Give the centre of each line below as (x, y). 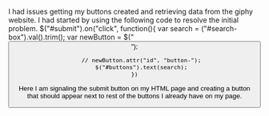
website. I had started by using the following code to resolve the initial (124, 20)
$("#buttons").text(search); (141, 67)
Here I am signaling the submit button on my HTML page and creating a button (134, 88)
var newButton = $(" (100, 37)
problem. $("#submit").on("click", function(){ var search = (104, 28)
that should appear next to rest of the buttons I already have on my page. (134, 96)
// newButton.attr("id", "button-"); (141, 60)
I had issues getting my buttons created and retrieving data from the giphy (131, 12)
